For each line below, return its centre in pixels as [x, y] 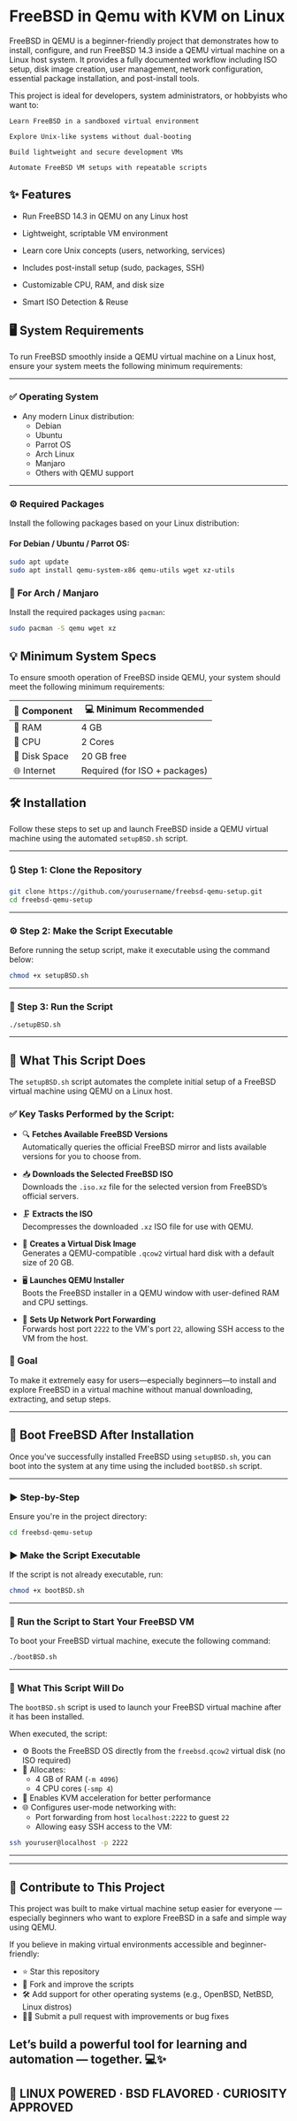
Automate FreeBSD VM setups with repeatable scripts [108, 167]
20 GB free [104, 757]
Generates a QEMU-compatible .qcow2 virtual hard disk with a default [148, 1253]
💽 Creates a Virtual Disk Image [79, 1243]
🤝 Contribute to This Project [87, 1887]
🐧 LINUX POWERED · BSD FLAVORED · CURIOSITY [148, 2093]
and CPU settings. [55, 1302]
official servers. [50, 1195]
